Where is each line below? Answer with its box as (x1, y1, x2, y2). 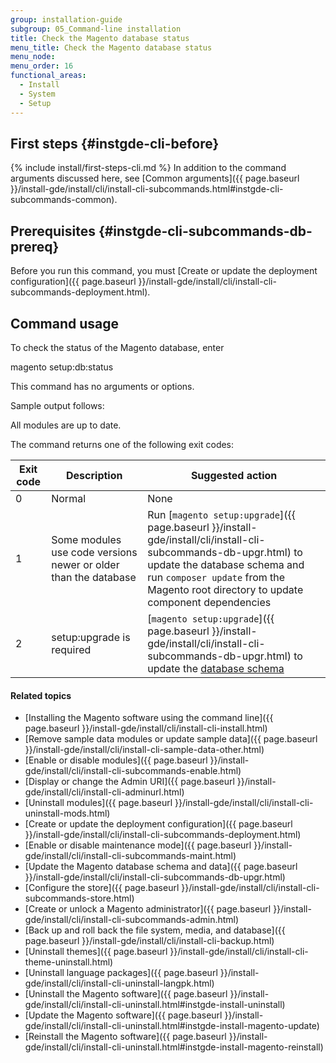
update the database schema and (147, 557, 305, 571)
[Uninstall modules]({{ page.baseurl (24, 797, 173, 809)
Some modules (51, 532, 122, 546)
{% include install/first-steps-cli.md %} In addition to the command (10, 162, 287, 174)
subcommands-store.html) (24, 892, 135, 905)
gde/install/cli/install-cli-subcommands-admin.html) (24, 914, 240, 926)
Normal (51, 491, 87, 505)
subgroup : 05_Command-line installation (10, 24, 182, 34)
